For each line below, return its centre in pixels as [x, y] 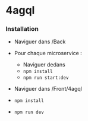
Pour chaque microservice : [48, 53]
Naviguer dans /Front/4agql [48, 89]
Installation [22, 29]
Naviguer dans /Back [40, 42]
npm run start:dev [46, 78]
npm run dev [29, 112]
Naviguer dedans [44, 65]
